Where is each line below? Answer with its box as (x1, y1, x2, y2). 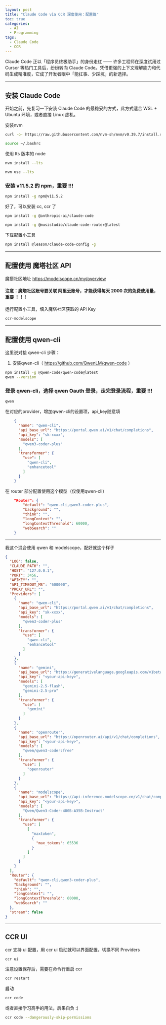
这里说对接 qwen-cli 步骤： (5, 349, 60, 355)
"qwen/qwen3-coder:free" (23, 748, 74, 753)
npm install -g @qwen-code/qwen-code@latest (5, 370, 98, 375)
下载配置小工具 (5, 232, 36, 238)
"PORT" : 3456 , (9, 573, 39, 578)
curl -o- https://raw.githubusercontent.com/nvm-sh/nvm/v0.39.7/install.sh (5, 132, 165, 137)
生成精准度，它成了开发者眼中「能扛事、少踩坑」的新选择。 (9, 70, 131, 77)
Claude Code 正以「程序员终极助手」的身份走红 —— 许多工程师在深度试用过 (5, 58, 161, 65)
